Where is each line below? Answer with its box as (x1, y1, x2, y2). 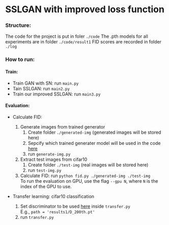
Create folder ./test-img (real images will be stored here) (27, 162, 149, 168)
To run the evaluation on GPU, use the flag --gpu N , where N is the (20, 178, 158, 184)
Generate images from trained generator (20, 123, 105, 130)
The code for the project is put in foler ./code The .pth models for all (5, 33, 149, 39)
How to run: (5, 56, 35, 63)
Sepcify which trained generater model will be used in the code (27, 140, 161, 146)
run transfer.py (20, 214, 54, 220)
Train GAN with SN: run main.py (12, 80, 79, 86)
